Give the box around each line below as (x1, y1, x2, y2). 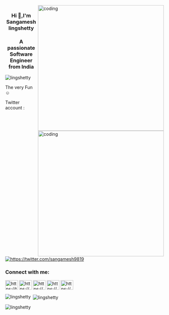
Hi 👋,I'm (11, 12, 31, 19)
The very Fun (5, 84, 33, 90)
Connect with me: (5, 268, 50, 275)
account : (5, 105, 25, 111)
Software (10, 50, 33, 57)
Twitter (5, 99, 20, 106)
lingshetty (8, 25, 34, 32)
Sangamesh (6, 18, 36, 25)
